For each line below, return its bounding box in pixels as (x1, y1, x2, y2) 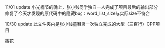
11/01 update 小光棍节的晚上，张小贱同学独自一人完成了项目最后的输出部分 (5, 4, 158, 10)
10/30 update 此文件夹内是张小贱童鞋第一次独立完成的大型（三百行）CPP (5, 21, 156, 27)
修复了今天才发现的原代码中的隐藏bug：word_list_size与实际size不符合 (5, 10, 150, 16)
